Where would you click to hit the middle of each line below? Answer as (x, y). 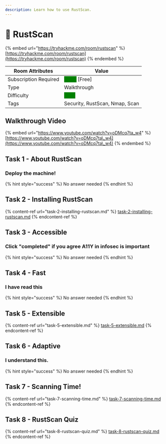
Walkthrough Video (36, 121)
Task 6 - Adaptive (33, 346)
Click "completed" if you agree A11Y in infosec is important (77, 247)
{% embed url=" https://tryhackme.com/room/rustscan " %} (65, 48)
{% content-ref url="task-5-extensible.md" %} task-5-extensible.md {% (79, 325)
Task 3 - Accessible (36, 232)
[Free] (85, 79)
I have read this (24, 287)
